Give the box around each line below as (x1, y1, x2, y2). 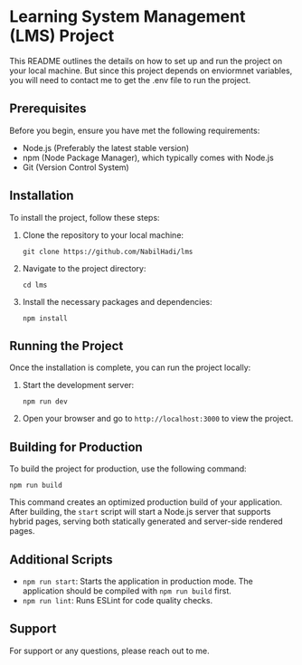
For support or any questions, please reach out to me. (9, 645, 210, 656)
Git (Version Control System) (22, 161, 129, 173)
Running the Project (9, 337, 124, 354)
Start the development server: (22, 380, 135, 391)
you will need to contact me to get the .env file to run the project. (9, 74, 251, 85)
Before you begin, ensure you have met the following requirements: (9, 125, 260, 136)
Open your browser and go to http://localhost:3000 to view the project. (22, 413, 294, 424)
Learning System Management (9, 6, 246, 27)
